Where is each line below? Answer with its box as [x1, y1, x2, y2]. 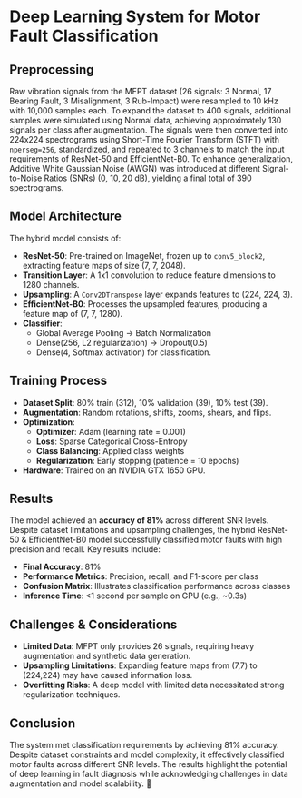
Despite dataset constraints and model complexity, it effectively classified [9, 749, 285, 760]
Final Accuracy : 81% [22, 561, 102, 573]
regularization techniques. [22, 689, 121, 700]
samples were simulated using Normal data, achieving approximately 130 [9, 115, 282, 125]
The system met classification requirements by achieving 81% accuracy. [9, 740, 279, 751]
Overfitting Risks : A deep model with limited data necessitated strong [22, 679, 285, 691]
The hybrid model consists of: [9, 232, 122, 243]
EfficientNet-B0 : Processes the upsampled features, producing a [22, 298, 268, 310]
